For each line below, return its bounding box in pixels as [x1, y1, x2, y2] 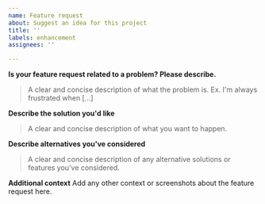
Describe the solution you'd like [8, 108, 115, 119]
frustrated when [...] [27, 93, 94, 103]
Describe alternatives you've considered [8, 139, 146, 149]
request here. [8, 187, 52, 196]
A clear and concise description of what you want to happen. [27, 124, 228, 134]
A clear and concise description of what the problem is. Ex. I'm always [27, 85, 258, 95]
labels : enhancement [8, 33, 77, 42]
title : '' [8, 26, 41, 34]
